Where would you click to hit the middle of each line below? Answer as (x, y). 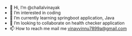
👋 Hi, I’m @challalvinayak (35, 8)
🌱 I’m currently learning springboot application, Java (62, 18)
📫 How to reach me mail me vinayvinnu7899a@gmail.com (68, 28)
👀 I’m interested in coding (35, 13)
